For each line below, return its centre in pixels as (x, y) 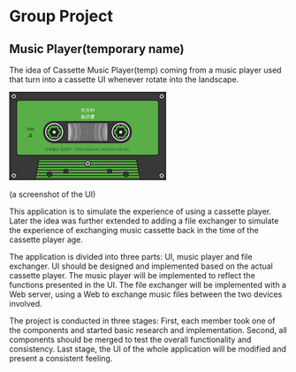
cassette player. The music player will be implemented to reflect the (133, 275)
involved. (26, 304)
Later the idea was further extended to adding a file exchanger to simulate (144, 221)
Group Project (61, 16)
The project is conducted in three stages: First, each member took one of (142, 321)
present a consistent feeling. (61, 358)
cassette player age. (46, 239)
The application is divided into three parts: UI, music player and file (131, 257)
